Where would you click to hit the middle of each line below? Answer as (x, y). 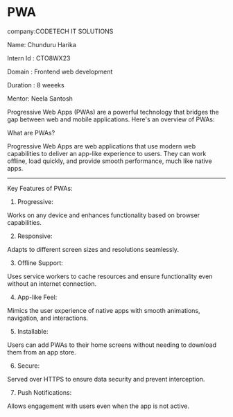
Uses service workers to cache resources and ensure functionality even (110, 276)
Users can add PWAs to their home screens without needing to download (112, 345)
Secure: (28, 366)
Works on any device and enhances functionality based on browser (104, 215)
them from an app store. (42, 352)
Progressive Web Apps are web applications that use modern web (102, 146)
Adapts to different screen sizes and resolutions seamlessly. (93, 249)
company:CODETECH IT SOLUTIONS (60, 31)
